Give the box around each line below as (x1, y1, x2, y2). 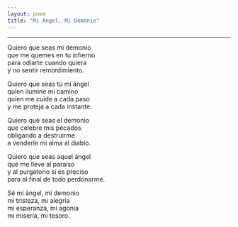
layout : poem (7, 10, 46, 18)
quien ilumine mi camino (7, 87, 79, 96)
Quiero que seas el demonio (7, 116, 90, 124)
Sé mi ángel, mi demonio (7, 189, 79, 197)
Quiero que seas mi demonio (7, 43, 91, 52)
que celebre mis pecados (7, 123, 81, 132)
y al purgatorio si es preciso (7, 167, 89, 176)
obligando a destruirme (7, 131, 76, 139)
